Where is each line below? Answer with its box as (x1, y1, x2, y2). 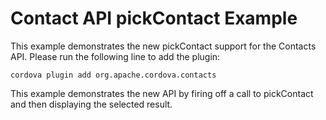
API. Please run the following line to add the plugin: (10, 50, 221, 62)
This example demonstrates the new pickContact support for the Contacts (10, 40, 317, 52)
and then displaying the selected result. (10, 98, 173, 110)
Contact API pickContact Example (10, 7, 298, 30)
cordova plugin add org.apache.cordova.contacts (10, 70, 217, 80)
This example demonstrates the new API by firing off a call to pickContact (10, 87, 314, 99)
